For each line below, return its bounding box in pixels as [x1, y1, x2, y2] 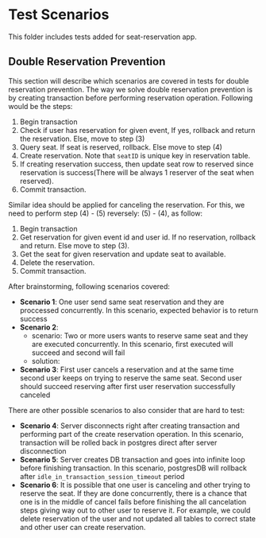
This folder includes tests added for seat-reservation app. [8, 32, 197, 41]
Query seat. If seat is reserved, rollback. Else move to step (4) [19, 142, 222, 152]
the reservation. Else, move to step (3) [19, 134, 145, 143]
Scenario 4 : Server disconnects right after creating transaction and [19, 420, 241, 431]
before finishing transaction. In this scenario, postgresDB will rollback [19, 463, 248, 473]
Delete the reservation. [19, 257, 95, 267]
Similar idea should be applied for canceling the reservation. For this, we [8, 200, 245, 209]
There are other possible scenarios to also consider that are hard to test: [8, 405, 245, 415]
